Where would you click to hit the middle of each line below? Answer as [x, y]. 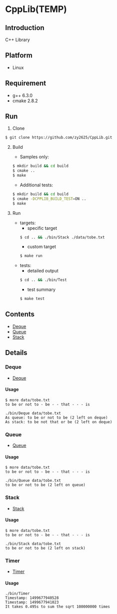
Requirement [26, 83]
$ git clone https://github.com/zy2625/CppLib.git [59, 138]
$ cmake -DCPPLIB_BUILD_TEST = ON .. [49, 199]
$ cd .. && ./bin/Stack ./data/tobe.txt [62, 237]
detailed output [43, 271]
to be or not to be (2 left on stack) [45, 548]
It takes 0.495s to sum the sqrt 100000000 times [58, 607]
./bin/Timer [17, 594]
